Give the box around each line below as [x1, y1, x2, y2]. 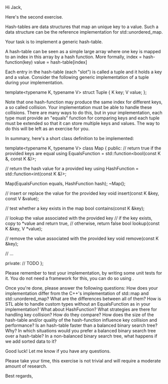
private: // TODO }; [5, 261, 44, 266]
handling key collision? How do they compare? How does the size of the [5, 312, 154, 318]
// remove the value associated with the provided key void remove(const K [5, 235, 159, 241]
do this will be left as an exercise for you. [5, 125, 90, 132]
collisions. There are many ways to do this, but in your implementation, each [5, 110, 163, 115]
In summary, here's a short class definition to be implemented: [5, 136, 134, 141]
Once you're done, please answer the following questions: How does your [5, 285, 158, 291]
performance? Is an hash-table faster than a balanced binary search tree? [5, 322, 158, 328]
